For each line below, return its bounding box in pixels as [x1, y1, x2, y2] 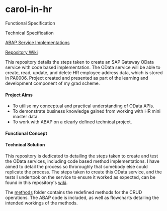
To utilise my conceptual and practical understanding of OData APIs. [12, 103, 154, 109]
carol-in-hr [5, 4, 52, 15]
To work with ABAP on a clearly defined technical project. [12, 119, 132, 125]
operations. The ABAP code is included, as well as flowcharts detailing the [5, 194, 159, 200]
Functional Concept [5, 130, 48, 136]
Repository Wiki [5, 49, 38, 55]
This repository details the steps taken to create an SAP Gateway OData [5, 59, 154, 65]
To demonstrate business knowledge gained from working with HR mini [12, 108, 161, 114]
